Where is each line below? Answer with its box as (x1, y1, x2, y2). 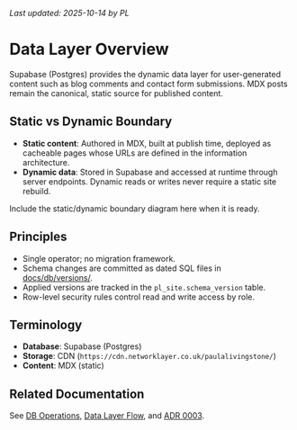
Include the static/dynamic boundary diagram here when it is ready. (9, 202, 260, 214)
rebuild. (22, 185, 51, 196)
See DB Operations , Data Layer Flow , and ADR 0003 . (9, 410, 205, 421)
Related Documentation (9, 386, 145, 401)
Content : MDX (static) (22, 360, 105, 372)
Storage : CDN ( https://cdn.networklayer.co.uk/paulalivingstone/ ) (22, 351, 277, 362)
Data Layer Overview (9, 40, 169, 59)
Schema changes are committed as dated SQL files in (22, 263, 222, 273)
